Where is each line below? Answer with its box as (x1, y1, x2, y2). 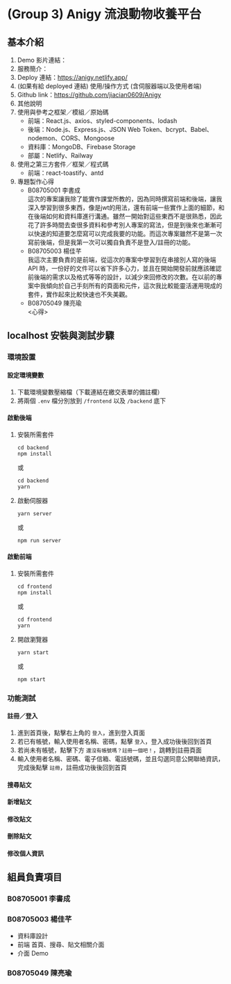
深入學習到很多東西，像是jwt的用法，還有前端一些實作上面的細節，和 (27, 203, 225, 212)
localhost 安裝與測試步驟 (7, 330, 114, 342)
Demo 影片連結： (17, 56, 67, 64)
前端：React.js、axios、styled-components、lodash (27, 117, 178, 125)
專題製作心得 (17, 178, 54, 185)
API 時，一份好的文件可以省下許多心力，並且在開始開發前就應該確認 (27, 265, 222, 272)
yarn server (17, 510, 52, 517)
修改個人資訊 (7, 849, 44, 858)
